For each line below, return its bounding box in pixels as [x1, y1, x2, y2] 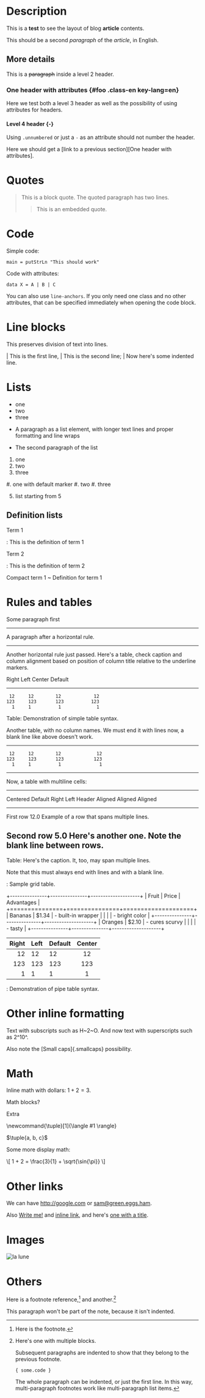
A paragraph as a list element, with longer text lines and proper [15, 425, 174, 433]
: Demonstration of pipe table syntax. [6, 985, 99, 992]
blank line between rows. [6, 840, 104, 851]
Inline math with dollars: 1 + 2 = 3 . [6, 1086, 92, 1094]
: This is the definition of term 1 [6, 538, 84, 545]
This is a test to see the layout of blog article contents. [6, 24, 145, 32]
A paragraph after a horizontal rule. [6, 633, 95, 640]
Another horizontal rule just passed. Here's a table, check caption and [6, 651, 182, 658]
